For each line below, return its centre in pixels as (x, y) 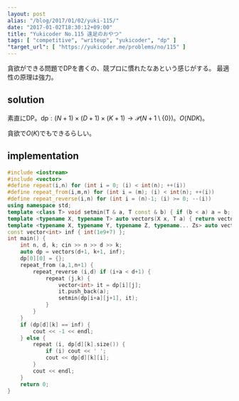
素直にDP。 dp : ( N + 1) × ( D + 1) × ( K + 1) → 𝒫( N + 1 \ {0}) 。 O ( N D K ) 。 (108, 118)
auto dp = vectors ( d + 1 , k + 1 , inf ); (73, 252)
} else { (33, 338)
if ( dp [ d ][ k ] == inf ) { (55, 325)
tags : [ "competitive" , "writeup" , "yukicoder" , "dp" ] (92, 41)
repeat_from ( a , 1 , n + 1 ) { (57, 265)
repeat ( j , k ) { (68, 278)
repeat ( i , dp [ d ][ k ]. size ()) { (79, 345)
